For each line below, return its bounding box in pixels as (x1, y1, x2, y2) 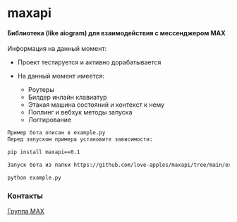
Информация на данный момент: (7, 45, 107, 53)
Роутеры (28, 86, 54, 94)
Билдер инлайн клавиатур (28, 93, 107, 102)
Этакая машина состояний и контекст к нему (28, 100, 165, 109)
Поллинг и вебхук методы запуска (28, 108, 133, 117)
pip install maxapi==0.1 (7, 148, 80, 156)
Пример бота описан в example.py (7, 129, 106, 136)
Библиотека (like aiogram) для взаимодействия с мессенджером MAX (7, 28, 226, 37)
